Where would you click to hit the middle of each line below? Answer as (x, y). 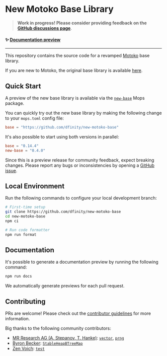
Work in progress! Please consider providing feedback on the (82, 23)
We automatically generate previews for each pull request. (65, 286)
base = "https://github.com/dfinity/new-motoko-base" (62, 127)
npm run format (21, 234)
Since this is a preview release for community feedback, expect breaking (80, 160)
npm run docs (19, 277)
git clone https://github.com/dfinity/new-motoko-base (63, 212)
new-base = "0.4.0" (25, 150)
